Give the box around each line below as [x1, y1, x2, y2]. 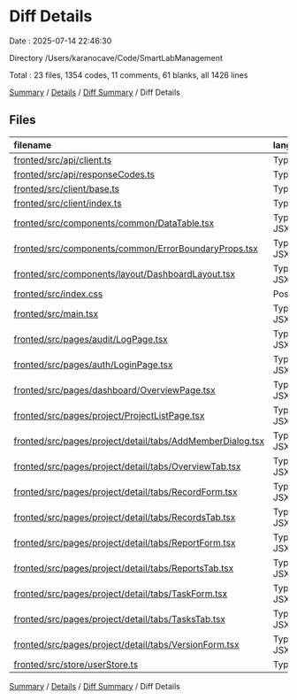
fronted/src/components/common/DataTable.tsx [13, 217, 215, 229]
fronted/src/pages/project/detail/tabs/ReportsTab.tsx [13, 562, 234, 574]
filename [13, 139, 52, 151]
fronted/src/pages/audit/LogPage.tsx [13, 333, 168, 345]
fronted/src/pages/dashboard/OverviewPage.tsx [13, 383, 217, 396]
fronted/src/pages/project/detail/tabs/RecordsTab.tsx [13, 511, 236, 523]
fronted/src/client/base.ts [13, 182, 120, 195]
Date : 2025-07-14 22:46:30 [9, 35, 112, 46]
